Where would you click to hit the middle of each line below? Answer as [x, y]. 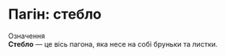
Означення [27, 36]
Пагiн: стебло [55, 14]
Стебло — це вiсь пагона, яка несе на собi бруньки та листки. [113, 44]
